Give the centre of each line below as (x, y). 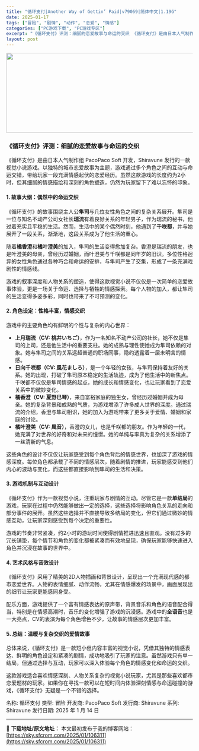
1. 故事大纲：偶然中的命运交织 (42, 197)
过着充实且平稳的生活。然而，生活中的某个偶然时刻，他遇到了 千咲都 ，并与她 (99, 226)
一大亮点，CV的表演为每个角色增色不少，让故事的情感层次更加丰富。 (90, 619)
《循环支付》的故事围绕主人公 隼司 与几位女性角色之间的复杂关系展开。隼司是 (99, 211)
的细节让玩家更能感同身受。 (40, 592)
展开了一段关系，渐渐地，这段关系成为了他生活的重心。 (73, 234)
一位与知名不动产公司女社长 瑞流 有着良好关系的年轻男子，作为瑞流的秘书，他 (99, 219)
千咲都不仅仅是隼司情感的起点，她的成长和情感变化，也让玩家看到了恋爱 (103, 382)
